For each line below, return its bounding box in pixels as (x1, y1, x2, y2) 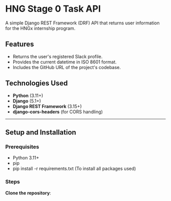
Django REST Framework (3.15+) (12, 103, 82, 109)
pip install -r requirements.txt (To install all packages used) (12, 165, 136, 172)
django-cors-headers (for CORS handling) (12, 109, 103, 115)
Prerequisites (5, 143, 39, 150)
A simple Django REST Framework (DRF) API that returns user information (5, 20, 160, 26)
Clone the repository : (5, 190, 51, 196)
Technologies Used (5, 79, 68, 88)
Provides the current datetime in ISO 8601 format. (12, 59, 117, 65)
